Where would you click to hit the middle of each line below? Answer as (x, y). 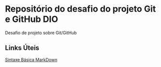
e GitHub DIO (32, 19)
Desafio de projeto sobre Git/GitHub (41, 33)
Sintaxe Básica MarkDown (31, 60)
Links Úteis (22, 48)
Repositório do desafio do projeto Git (80, 9)
